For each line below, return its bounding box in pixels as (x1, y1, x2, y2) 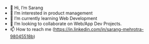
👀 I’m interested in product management (9, 10, 93, 16)
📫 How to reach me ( (9, 26, 54, 32)
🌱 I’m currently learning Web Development (9, 15, 97, 21)
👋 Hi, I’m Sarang (9, 5, 43, 10)
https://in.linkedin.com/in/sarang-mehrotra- (54, 26, 144, 32)
